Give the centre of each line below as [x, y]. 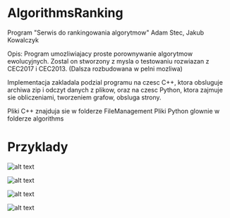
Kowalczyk [23, 40]
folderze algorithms [36, 119]
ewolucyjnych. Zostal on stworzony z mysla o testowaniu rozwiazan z [108, 61]
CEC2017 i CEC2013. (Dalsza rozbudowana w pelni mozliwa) [95, 68]
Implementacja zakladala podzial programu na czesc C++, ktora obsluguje [115, 82]
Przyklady [38, 147]
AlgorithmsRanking [65, 13]
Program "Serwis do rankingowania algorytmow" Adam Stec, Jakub [106, 32]
